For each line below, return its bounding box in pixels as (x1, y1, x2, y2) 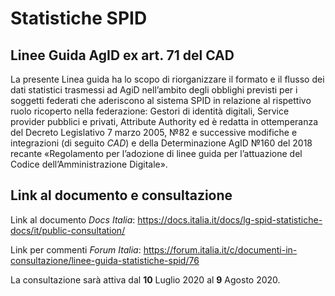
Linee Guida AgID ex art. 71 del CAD (10, 47, 235, 64)
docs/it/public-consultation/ (10, 224, 126, 236)
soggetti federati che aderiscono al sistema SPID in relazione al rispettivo (10, 95, 312, 106)
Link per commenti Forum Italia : (10, 243, 142, 256)
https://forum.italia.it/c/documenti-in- (143, 243, 298, 256)
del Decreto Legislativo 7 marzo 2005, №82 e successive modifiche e (10, 127, 298, 138)
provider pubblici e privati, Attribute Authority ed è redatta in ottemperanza (10, 116, 319, 127)
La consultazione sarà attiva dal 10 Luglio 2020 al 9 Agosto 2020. (10, 273, 281, 286)
